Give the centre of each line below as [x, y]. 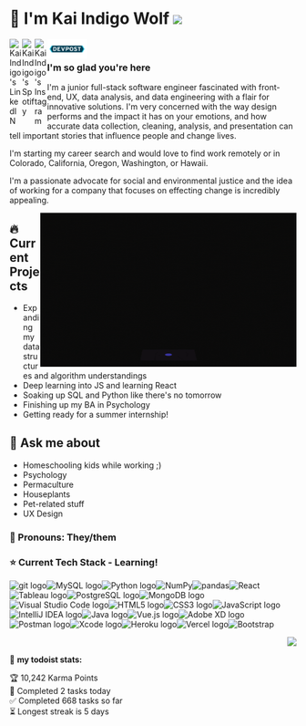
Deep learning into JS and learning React [100, 386]
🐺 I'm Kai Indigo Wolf [90, 19]
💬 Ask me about [55, 443]
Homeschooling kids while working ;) [92, 465]
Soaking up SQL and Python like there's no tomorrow [122, 395]
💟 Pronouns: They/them [63, 537]
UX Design [43, 513]
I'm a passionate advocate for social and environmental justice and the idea [151, 181]
